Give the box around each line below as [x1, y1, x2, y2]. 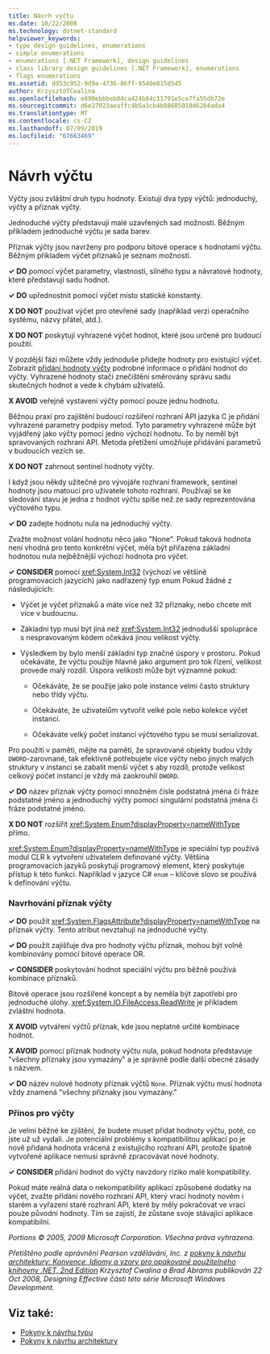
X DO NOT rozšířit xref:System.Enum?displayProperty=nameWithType [8, 819, 240, 828]
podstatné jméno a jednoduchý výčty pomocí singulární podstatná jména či [8, 794, 258, 804]
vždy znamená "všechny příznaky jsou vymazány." [8, 1087, 177, 1096]
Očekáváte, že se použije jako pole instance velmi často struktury [31, 681, 250, 690]
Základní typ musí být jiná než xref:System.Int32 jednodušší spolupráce [19, 623, 258, 634]
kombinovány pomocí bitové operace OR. [8, 949, 146, 958]
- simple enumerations [8, 49, 85, 57]
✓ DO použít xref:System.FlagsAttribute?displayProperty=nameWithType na [8, 916, 260, 925]
